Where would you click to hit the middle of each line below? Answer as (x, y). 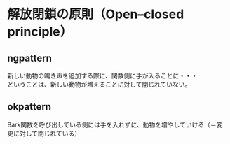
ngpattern (30, 58)
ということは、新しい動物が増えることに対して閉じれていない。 (99, 84)
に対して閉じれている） (47, 133)
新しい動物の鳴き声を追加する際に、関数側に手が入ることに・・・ (102, 75)
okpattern (29, 107)
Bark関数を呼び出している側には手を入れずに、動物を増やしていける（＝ (112, 124)
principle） (40, 32)
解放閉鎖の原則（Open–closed (96, 14)
